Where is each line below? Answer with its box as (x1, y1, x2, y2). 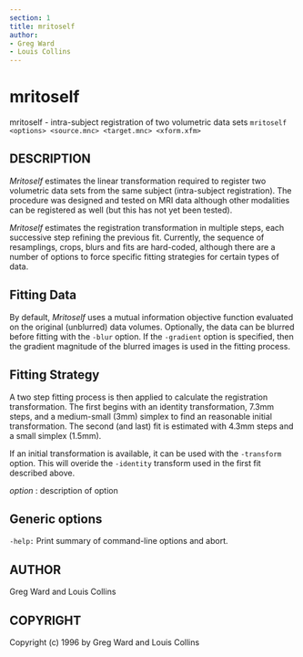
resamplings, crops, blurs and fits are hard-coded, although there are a (9, 241, 276, 252)
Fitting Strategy (9, 367, 100, 383)
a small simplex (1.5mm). (9, 430, 102, 441)
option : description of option (9, 485, 118, 495)
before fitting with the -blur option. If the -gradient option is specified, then (9, 330, 294, 342)
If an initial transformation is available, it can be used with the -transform (9, 448, 282, 459)
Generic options (9, 511, 103, 527)
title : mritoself (9, 22, 76, 31)
